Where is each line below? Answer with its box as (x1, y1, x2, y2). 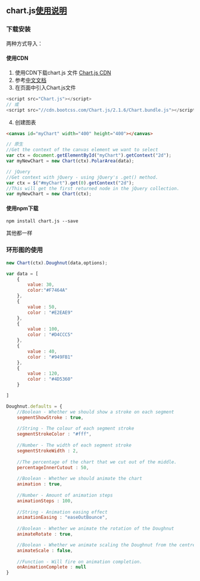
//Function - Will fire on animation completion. (17, 558, 143, 565)
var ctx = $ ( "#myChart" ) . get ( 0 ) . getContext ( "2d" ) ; (6, 180, 135, 186)
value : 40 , (27, 348, 58, 354)
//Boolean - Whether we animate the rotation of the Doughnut (17, 525, 174, 532)
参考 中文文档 (14, 77, 46, 84)
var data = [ (6, 271, 39, 277)
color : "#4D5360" (27, 376, 73, 383)
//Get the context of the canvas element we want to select (6, 147, 159, 153)
